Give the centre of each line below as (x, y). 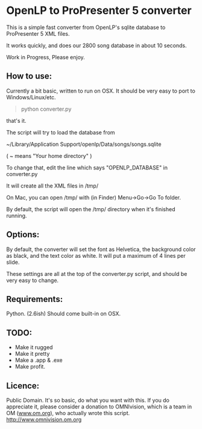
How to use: (29, 76)
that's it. (16, 120)
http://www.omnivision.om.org (44, 419)
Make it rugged (34, 347)
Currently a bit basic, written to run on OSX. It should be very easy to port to (101, 91)
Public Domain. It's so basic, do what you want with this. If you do (88, 400)
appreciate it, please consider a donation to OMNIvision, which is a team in (99, 407)
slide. (13, 262)
